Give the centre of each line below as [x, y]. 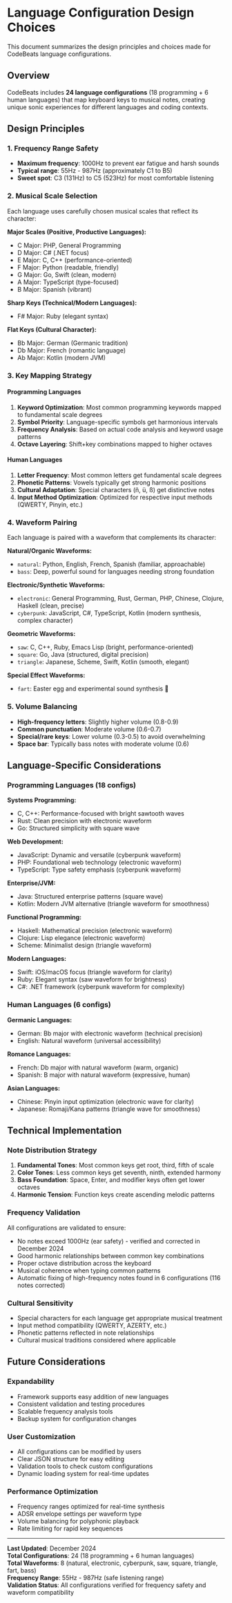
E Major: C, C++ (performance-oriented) [75, 260]
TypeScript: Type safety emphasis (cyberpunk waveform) [99, 870]
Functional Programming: [44, 917]
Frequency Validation [44, 1212]
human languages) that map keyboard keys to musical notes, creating [106, 100]
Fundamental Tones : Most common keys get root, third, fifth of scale [115, 1165]
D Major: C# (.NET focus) [53, 252]
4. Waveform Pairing [42, 522]
